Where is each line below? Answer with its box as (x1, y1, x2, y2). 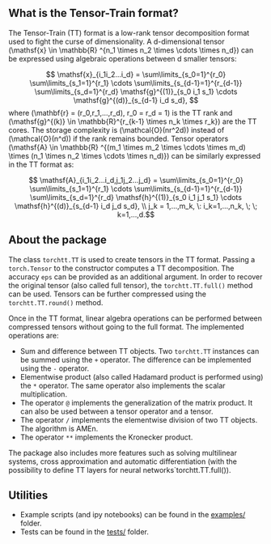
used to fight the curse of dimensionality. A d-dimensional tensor (8, 36, 225, 46)
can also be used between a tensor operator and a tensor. (19, 406, 214, 416)
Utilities (8, 489, 49, 503)
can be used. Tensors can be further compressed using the (8, 289, 206, 299)
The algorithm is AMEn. (19, 423, 99, 433)
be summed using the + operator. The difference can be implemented (19, 355, 252, 364)
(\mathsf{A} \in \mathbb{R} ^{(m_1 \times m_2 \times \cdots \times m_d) (8, 142, 247, 152)
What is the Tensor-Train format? (8, 6, 180, 20)
